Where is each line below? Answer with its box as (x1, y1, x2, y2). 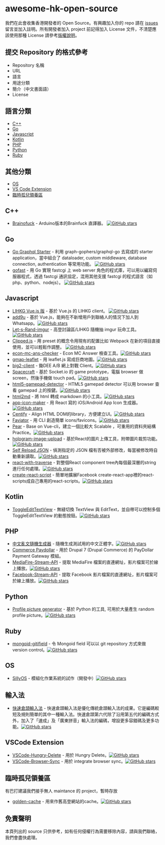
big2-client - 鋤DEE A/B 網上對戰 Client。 (12, 362, 96, 368)
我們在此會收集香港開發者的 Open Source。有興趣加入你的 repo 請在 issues (5, 20, 159, 26)
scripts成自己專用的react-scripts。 (12, 478, 83, 484)
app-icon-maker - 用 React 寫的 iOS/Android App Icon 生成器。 (12, 400, 141, 405)
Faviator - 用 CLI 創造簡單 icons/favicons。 (12, 417, 99, 423)
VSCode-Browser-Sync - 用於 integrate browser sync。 (12, 758, 126, 764)
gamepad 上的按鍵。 (18, 387, 60, 393)
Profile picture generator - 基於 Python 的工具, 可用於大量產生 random (12, 606, 154, 612)
